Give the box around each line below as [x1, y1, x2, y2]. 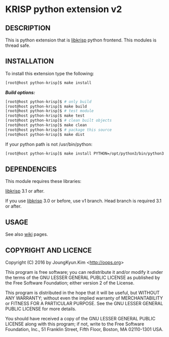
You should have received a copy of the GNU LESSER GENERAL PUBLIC [5, 316, 156, 321]
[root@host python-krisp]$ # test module [5, 109, 94, 114]
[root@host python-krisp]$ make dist [5, 132, 85, 137]
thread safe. [5, 42, 30, 49]
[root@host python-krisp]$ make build [5, 104, 87, 109]
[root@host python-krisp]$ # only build [5, 99, 92, 104]
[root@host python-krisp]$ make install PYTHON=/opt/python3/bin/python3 [5, 151, 164, 156]
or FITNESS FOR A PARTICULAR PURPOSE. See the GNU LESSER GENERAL [5, 301, 163, 306]
